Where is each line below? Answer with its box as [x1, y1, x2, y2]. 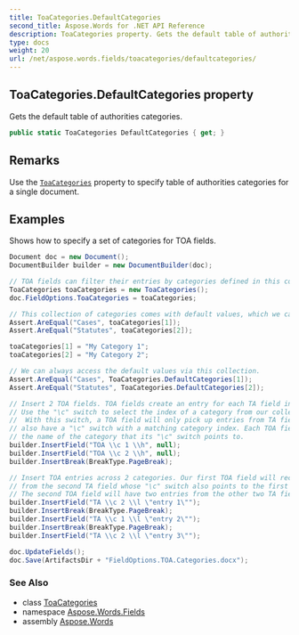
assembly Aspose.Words [21, 615, 114, 626]
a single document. [9, 186, 80, 197]
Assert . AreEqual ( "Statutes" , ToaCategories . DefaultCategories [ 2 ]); [9, 383, 265, 392]
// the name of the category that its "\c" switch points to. [9, 433, 245, 442]
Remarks [9, 153, 61, 168]
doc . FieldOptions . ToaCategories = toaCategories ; [9, 293, 198, 303]
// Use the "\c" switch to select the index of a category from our [9, 407, 269, 417]
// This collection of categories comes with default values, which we [9, 309, 280, 319]
